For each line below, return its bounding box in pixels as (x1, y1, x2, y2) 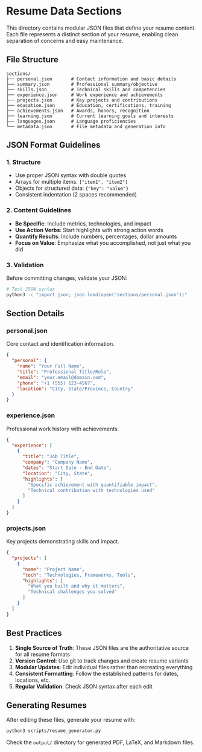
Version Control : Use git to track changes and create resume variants (14, 657, 189, 664)
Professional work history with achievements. (6, 425, 119, 432)
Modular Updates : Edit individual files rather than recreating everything (14, 663, 193, 670)
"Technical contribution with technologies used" (28, 487, 155, 493)
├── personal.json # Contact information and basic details (6, 76, 177, 82)
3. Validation (6, 261, 44, 269)
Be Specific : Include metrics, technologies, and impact (14, 219, 152, 227)
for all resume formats (14, 650, 71, 658)
